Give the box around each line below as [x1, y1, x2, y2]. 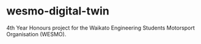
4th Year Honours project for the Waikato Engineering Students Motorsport [6, 24, 196, 31]
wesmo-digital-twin [6, 4, 110, 18]
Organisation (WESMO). [6, 30, 67, 37]
